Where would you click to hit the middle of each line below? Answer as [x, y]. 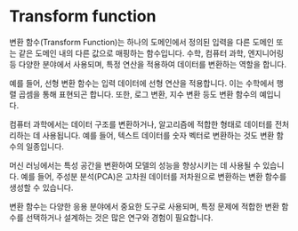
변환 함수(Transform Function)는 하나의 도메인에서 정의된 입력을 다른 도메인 [141, 42]
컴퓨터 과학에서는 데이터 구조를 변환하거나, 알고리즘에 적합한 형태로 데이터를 [141, 124]
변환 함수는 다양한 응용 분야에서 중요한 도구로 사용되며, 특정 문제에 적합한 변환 [145, 206]
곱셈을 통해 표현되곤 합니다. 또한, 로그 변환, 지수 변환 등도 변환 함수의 [138, 94]
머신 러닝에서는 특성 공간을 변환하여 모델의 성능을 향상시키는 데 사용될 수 [135, 165]
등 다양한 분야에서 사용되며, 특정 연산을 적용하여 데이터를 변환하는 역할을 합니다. [148, 64]
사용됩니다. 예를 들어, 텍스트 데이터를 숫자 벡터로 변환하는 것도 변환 [158, 135]
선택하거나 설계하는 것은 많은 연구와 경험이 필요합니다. [119, 217]
